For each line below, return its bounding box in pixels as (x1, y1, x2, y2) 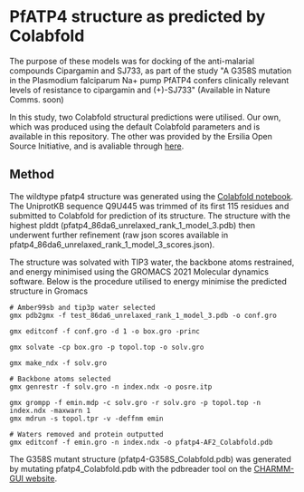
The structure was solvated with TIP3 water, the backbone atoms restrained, (9, 256, 295, 267)
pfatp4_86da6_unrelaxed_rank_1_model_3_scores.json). (9, 238, 215, 250)
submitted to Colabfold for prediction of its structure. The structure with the (9, 210, 291, 221)
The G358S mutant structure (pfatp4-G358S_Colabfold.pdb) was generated (9, 453, 292, 464)
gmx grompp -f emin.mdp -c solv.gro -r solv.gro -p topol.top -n (9, 398, 261, 407)
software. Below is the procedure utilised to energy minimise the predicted (9, 275, 288, 286)
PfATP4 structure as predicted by (9, 6, 266, 27)
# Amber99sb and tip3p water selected (9, 303, 156, 312)
